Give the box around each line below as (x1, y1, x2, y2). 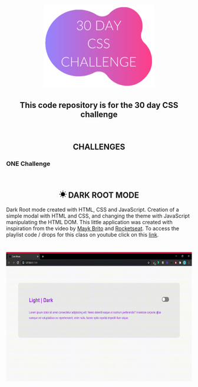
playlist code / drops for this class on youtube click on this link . (6, 231, 159, 238)
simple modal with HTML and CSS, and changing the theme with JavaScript (6, 212, 190, 219)
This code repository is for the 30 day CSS (19, 100, 179, 110)
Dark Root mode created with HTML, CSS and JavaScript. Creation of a (6, 206, 179, 213)
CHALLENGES (72, 142, 126, 152)
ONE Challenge (6, 160, 51, 168)
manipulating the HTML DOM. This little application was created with (6, 218, 173, 225)
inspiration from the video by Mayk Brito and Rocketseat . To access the (6, 225, 180, 232)
